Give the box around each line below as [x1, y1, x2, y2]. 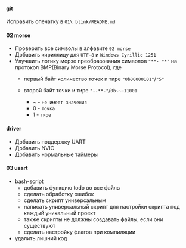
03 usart [6, 165, 28, 172]
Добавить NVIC [14, 144, 55, 151]
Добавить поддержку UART [14, 138, 86, 145]
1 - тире [32, 111, 52, 119]
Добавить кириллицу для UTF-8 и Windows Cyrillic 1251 [14, 51, 157, 58]
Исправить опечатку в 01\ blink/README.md [6, 18, 116, 25]
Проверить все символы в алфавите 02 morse [14, 45, 131, 52]
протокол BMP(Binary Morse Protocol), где [14, 64, 122, 71]
